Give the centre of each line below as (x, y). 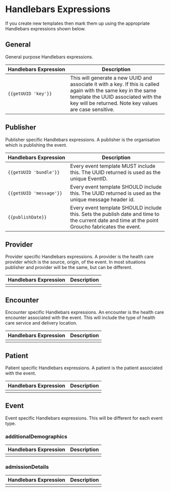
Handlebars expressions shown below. (46, 28)
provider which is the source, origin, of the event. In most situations (75, 262)
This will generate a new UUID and (111, 78)
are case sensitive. (92, 109)
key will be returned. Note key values (114, 103)
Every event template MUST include (113, 166)
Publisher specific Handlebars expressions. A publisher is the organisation (83, 140)
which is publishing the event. (36, 145)
